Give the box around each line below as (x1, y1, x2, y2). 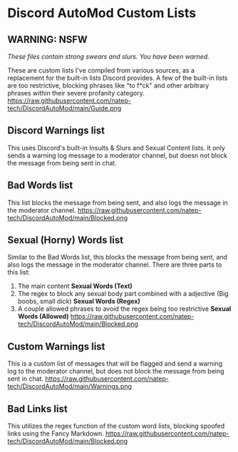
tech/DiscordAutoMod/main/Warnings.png (7, 382, 132, 391)
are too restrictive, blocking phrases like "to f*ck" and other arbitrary (7, 81, 209, 90)
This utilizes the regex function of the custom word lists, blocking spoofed (7, 422, 225, 431)
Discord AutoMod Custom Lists (7, 5, 197, 21)
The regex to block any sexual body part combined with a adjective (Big (17, 289, 229, 298)
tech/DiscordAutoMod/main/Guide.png (7, 104, 122, 112)
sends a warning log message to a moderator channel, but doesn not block (7, 151, 228, 160)
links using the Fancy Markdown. (7, 429, 105, 438)
